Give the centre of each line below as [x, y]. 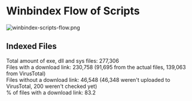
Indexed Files [31, 46]
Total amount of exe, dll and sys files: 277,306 [63, 60]
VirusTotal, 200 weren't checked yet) [52, 86]
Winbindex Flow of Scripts [73, 11]
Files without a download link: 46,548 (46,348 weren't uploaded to [88, 79]
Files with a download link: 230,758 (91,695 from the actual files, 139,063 [96, 67]
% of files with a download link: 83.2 [51, 92]
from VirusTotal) [26, 74]
